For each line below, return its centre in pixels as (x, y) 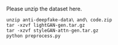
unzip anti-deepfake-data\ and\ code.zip (59, 20)
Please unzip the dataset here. (44, 9)
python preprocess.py (34, 36)
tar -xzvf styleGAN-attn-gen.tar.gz (52, 30)
